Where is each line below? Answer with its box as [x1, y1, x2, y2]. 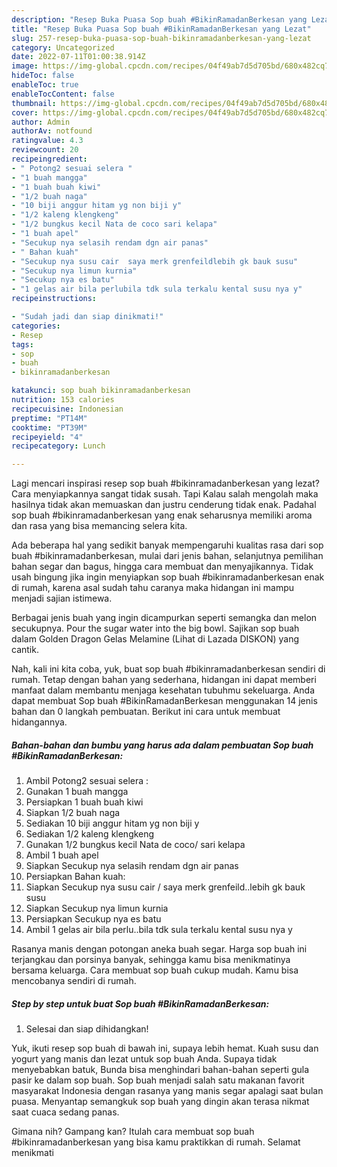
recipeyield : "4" [11, 432, 84, 442]
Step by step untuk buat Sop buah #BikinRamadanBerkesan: [11, 997, 270, 1010]
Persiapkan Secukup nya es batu [25, 913, 162, 925]
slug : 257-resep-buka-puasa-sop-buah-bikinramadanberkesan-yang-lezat [11, 33, 312, 43]
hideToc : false [11, 71, 75, 81]
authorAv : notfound [11, 126, 93, 136]
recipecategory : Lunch [11, 441, 106, 451]
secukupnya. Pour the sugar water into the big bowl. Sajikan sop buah [11, 622, 300, 635]
